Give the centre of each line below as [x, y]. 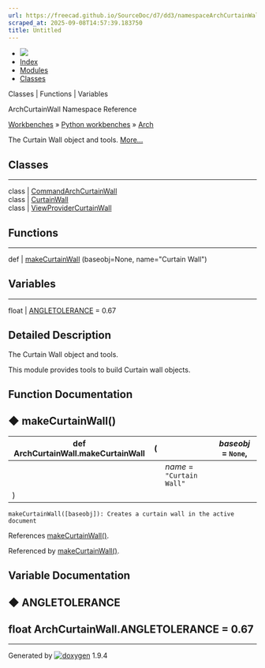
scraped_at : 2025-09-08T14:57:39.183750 [76, 23]
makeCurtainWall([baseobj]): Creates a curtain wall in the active [121, 514]
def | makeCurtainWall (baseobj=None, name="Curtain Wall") [108, 259]
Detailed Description [60, 335]
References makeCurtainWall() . [58, 535]
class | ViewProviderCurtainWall [60, 208]
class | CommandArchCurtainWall [63, 191]
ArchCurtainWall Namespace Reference [73, 109]
